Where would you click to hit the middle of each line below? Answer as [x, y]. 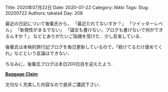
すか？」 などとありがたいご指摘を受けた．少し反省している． [79, 36]
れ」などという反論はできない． [39, 53]
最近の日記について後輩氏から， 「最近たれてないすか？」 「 [69, 24]
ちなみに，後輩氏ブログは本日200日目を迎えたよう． [60, 64]
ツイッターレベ [147, 24]
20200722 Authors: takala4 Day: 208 [44, 13]
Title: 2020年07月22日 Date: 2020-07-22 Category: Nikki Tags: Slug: [77, 7]
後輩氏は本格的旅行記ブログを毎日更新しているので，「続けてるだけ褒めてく [84, 47]
